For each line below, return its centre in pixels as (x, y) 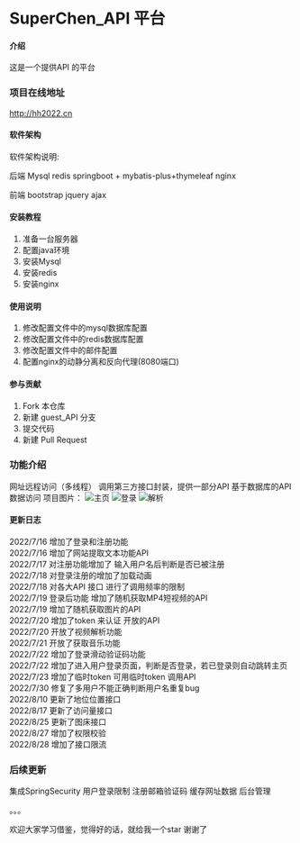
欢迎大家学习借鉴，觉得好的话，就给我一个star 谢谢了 (109, 829)
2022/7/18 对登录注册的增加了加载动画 (81, 576)
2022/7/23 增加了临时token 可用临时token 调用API (103, 677)
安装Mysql (41, 261)
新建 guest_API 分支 (59, 417)
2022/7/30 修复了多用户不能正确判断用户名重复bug (105, 688)
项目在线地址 (37, 93)
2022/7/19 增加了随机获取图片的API (75, 609)
